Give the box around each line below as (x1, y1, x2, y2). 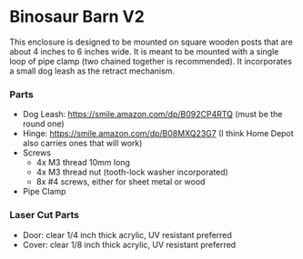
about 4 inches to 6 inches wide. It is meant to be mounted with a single (9, 45, 279, 56)
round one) (22, 118, 66, 129)
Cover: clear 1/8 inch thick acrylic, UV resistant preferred (22, 239, 237, 250)
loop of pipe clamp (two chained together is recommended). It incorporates (9, 55, 293, 66)
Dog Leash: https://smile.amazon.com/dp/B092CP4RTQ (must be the (22, 109, 283, 120)
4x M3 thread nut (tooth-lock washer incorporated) (35, 166, 229, 178)
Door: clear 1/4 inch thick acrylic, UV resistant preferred (22, 229, 232, 240)
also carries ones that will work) (22, 138, 143, 149)
